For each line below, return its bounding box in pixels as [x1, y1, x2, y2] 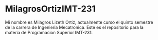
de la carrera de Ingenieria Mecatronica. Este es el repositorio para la [5, 24, 144, 30]
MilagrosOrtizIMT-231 [5, 3, 96, 14]
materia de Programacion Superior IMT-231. [5, 29, 93, 35]
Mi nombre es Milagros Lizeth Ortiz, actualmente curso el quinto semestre [5, 19, 153, 25]
